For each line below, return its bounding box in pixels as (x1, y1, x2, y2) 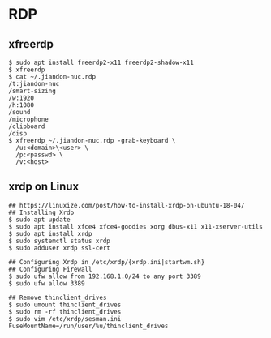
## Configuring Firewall (8, 265, 92, 273)
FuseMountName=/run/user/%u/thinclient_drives (8, 322, 169, 330)
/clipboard (8, 122, 45, 130)
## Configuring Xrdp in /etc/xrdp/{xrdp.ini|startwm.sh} (8, 258, 205, 266)
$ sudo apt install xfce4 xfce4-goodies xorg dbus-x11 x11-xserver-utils (8, 222, 264, 231)
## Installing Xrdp (8, 208, 75, 216)
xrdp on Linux (8, 180, 80, 194)
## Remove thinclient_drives (8, 293, 107, 302)
